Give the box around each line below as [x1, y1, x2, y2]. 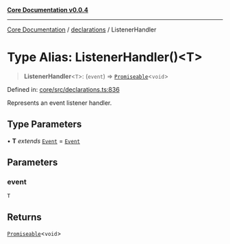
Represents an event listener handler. [7, 99, 112, 107]
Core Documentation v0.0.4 [7, 6, 89, 14]
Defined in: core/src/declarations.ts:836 [7, 85, 120, 93]
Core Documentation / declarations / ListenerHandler [7, 25, 157, 34]
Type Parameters [7, 119, 82, 130]
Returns [7, 211, 42, 223]
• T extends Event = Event [7, 136, 81, 145]
